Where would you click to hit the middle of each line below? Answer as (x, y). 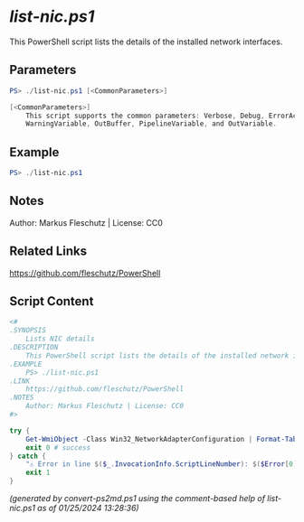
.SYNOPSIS (28, 331)
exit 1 (38, 473)
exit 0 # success (58, 447)
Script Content (52, 301)
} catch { (28, 456)
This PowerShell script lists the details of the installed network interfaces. (146, 42)
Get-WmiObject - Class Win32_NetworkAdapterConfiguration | (139, 439)
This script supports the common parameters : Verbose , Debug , (145, 116)
